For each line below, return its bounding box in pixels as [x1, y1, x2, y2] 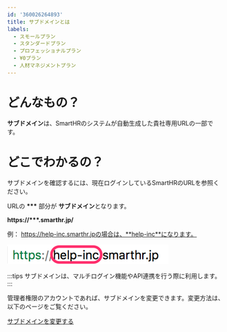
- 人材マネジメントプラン [13, 62, 77, 69]
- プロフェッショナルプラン [13, 48, 81, 55]
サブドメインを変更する [7, 317, 74, 325]
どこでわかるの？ [7, 154, 104, 170]
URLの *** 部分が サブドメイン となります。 [7, 202, 130, 210]
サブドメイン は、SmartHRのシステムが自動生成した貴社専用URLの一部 [7, 119, 208, 127]
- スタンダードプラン [13, 40, 66, 48]
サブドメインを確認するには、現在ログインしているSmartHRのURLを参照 [7, 178, 214, 186]
